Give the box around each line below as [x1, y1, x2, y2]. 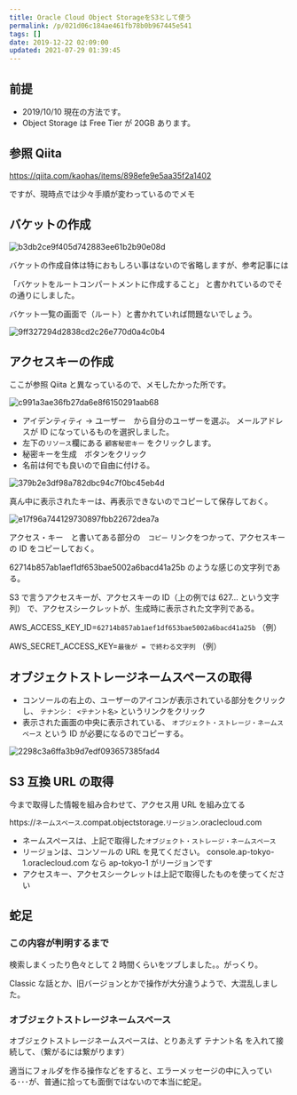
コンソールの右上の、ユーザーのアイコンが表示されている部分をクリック [21, 695, 286, 706]
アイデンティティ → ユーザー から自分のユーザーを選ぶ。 [21, 415, 235, 427]
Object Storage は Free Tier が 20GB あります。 [21, 117, 196, 128]
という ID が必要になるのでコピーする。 [43, 728, 189, 739]
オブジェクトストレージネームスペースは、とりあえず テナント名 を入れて [9, 1035, 277, 1045]
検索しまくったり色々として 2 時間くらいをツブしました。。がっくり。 [9, 959, 263, 970]
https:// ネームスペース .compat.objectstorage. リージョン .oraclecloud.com [9, 817, 262, 827]
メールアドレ [236, 415, 284, 427]
